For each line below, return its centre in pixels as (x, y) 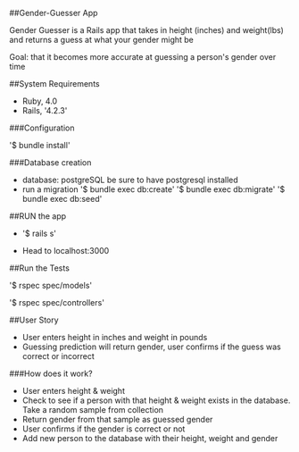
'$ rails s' (39, 233)
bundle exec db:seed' (62, 199)
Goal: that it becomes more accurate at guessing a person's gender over (143, 57)
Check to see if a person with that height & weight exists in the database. (156, 400)
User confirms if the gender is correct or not (104, 429)
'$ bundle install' (40, 145)
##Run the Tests (39, 268)
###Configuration (42, 128)
